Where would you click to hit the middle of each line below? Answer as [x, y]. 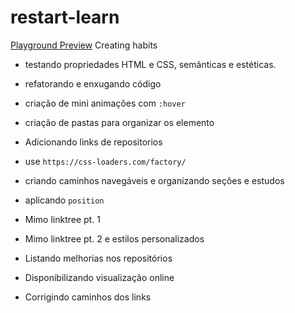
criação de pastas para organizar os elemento [119, 122]
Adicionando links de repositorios [93, 142]
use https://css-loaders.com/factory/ [105, 161]
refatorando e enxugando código [93, 83]
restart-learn [65, 17]
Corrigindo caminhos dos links [88, 297]
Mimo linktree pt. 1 [62, 219]
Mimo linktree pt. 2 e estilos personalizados [114, 238]
